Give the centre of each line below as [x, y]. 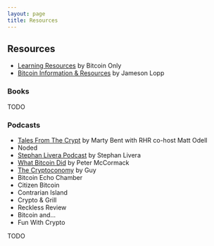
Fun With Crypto [41, 222]
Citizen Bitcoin [38, 185]
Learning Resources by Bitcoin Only [69, 66]
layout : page [26, 14]
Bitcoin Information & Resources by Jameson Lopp [91, 73]
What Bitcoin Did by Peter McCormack [73, 162]
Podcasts [24, 125]
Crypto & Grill [37, 200]
